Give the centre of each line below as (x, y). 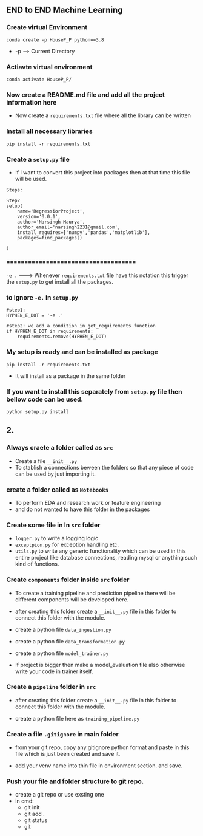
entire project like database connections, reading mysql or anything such (106, 558)
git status (36, 820)
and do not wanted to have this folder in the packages (82, 509)
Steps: (15, 190)
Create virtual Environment (47, 27)
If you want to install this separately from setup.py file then (95, 391)
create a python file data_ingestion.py (63, 629)
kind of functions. (37, 564)
